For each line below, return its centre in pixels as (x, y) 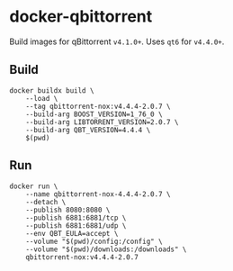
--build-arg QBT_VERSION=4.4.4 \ (88, 130)
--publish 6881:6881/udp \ (76, 226)
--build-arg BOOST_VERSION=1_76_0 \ (94, 114)
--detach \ (46, 202)
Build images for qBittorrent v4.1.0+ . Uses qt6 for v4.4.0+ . (117, 41)
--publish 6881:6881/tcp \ (76, 218)
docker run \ (34, 186)
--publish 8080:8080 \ (68, 210)
